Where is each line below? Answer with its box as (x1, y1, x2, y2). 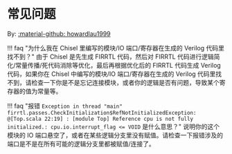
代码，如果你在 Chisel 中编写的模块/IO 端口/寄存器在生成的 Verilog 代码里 (7, 70, 216, 78)
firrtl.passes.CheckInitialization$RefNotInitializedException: (7, 109, 197, 116)
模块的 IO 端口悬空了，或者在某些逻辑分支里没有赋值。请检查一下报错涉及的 (7, 131, 224, 139)
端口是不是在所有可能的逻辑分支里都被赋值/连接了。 (7, 139, 156, 148)
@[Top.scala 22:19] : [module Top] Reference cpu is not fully (7, 115, 194, 122)
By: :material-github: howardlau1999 (7, 29, 111, 38)
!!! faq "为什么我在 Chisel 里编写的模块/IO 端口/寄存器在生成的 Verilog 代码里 (7, 44, 225, 52)
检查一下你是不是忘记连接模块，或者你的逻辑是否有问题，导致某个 (30, 78, 220, 86)
